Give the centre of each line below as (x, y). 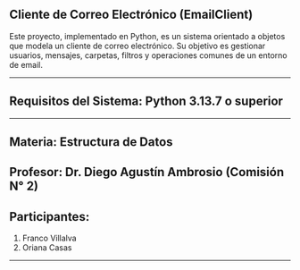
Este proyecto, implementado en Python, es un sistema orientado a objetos (147, 36)
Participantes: (50, 217)
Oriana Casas (47, 248)
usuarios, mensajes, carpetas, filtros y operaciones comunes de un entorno (148, 55)
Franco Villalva (50, 238)
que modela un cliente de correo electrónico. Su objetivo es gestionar (137, 46)
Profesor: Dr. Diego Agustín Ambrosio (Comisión (146, 172)
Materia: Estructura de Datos (91, 142)
